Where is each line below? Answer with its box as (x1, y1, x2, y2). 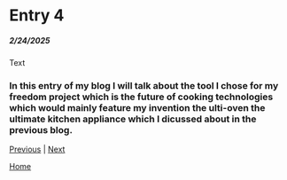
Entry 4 (9, 5, 65, 26)
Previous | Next (9, 144, 66, 155)
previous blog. (9, 124, 74, 137)
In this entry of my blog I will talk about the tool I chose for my (9, 80, 279, 92)
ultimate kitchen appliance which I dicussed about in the (9, 113, 257, 125)
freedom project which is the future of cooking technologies (9, 90, 274, 103)
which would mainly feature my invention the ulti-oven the (9, 102, 266, 114)
